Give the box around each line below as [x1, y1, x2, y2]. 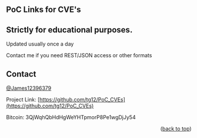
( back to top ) [160, 125, 192, 132]
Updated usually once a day [6, 41, 74, 48]
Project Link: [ [6, 96, 40, 103]
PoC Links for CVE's [6, 5, 81, 15]
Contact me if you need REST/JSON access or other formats [6, 52, 152, 59]
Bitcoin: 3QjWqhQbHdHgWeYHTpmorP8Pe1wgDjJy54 [6, 114, 136, 121]
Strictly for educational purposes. [6, 25, 133, 35]
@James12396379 [6, 85, 52, 92]
